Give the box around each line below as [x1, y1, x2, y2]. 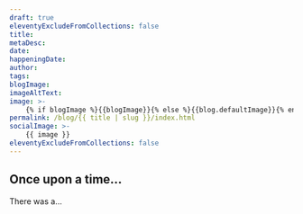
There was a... [9, 195, 63, 207]
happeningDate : [9, 55, 67, 64]
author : [9, 64, 39, 73]
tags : [9, 72, 30, 81]
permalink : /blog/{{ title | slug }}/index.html [9, 113, 196, 122]
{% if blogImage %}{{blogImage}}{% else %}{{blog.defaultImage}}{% [25, 105, 284, 114]
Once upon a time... [9, 172, 123, 187]
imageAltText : [9, 88, 63, 97]
